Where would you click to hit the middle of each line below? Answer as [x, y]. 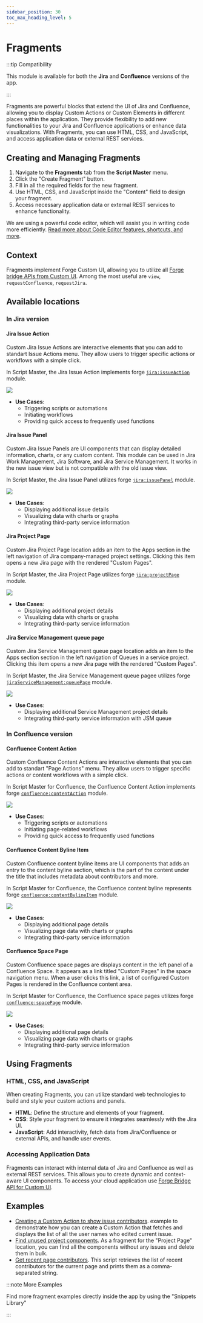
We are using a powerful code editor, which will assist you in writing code [98, 223]
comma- [162, 1266]
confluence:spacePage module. [45, 1002]
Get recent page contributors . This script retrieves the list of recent [99, 1260]
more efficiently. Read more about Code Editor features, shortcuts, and [95, 229]
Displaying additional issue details [66, 509]
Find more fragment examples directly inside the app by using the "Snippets [101, 1296]
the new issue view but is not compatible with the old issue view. [87, 468]
